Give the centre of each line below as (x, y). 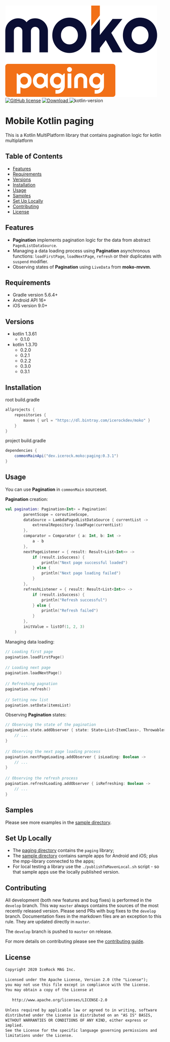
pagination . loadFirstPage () (35, 657)
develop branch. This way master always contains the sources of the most (82, 906)
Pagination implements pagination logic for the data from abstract (81, 240)
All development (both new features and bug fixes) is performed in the (78, 900)
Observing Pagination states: (36, 715)
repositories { (30, 415)
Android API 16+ (29, 300)
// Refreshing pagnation (31, 684)
